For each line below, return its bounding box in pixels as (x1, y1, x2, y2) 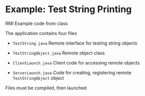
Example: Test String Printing (5, 4, 132, 15)
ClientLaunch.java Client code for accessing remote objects (12, 59, 140, 66)
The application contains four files (5, 30, 78, 36)
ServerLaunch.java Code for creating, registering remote (12, 70, 132, 76)
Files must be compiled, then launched (5, 85, 87, 91)
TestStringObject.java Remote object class (12, 50, 105, 56)
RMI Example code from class (5, 20, 68, 26)
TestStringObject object (12, 75, 64, 81)
